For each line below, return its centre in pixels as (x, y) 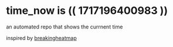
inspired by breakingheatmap (42, 38)
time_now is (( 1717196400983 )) (87, 11)
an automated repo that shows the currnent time (65, 27)
